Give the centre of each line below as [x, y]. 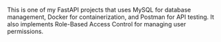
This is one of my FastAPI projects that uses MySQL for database [99, 10]
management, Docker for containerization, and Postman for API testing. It [111, 17]
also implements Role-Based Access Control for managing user [97, 24]
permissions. [25, 31]
